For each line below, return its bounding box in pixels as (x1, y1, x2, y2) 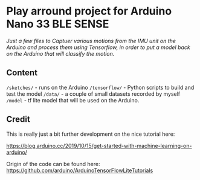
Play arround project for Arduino (6, 4, 172, 18)
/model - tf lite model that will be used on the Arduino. (6, 96, 140, 104)
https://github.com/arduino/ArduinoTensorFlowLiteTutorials (6, 167, 153, 174)
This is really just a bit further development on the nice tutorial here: (6, 130, 175, 138)
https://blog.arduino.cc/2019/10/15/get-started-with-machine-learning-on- (6, 142, 192, 149)
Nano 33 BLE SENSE (6, 17, 109, 31)
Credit (6, 114, 30, 125)
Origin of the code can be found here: (6, 160, 101, 167)
